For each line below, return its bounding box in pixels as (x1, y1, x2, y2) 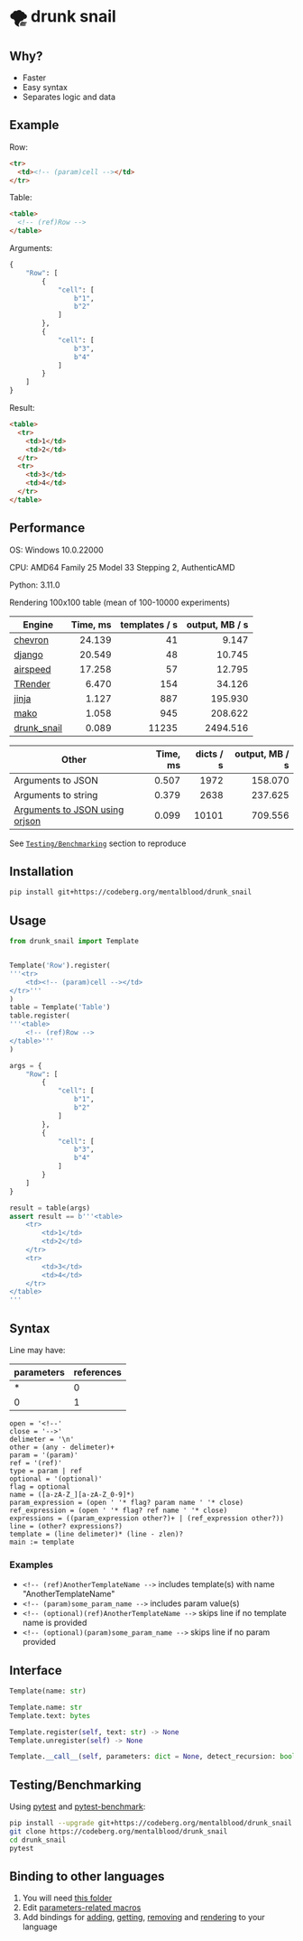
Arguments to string (14, 788, 98, 801)
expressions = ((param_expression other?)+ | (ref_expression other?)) (9, 1513, 284, 1523)
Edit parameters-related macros (22, 1902, 142, 1913)
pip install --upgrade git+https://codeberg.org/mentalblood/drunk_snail (9, 1819, 293, 1828)
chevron (14, 633, 50, 645)
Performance (9, 520, 86, 536)
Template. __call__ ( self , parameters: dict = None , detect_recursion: (9, 1752, 277, 1761)
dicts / (195, 748, 224, 760)
